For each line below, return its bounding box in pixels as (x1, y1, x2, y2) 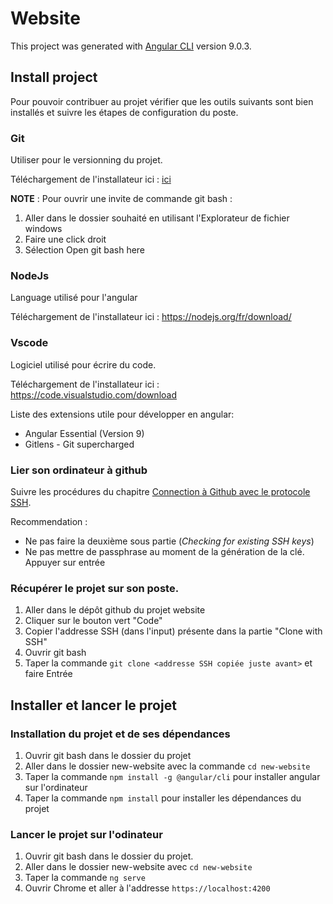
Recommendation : (10, 515, 88, 527)
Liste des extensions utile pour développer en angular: (10, 408, 235, 420)
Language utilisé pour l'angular (10, 292, 138, 304)
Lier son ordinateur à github (10, 463, 148, 477)
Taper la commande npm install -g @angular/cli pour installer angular (24, 770, 321, 782)
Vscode (10, 336, 49, 350)
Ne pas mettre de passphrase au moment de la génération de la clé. (24, 545, 305, 557)
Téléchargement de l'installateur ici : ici (10, 173, 172, 186)
